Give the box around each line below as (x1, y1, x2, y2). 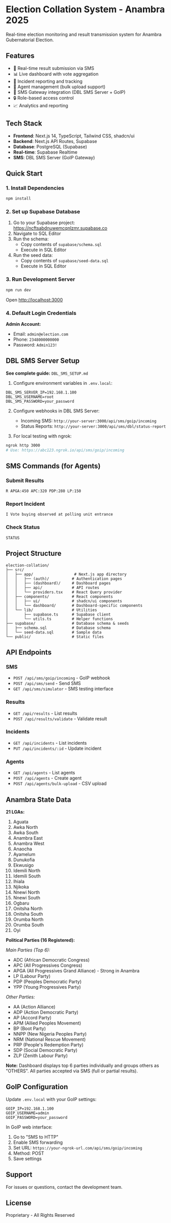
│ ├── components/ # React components (6, 594, 113, 599)
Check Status (6, 524, 40, 531)
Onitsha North (13, 905, 43, 912)
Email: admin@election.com (13, 331, 68, 337)
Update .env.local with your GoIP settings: (6, 1096, 97, 1102)
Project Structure (6, 549, 62, 558)
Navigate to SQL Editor (13, 231, 62, 237)
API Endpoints (6, 648, 52, 656)
